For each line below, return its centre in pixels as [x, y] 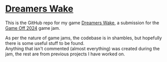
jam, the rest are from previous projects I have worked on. [65, 54]
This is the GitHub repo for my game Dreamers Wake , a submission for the [82, 23]
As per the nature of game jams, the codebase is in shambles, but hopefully [83, 38]
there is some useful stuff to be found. [45, 43]
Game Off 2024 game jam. [33, 28]
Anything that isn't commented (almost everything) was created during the [82, 48]
